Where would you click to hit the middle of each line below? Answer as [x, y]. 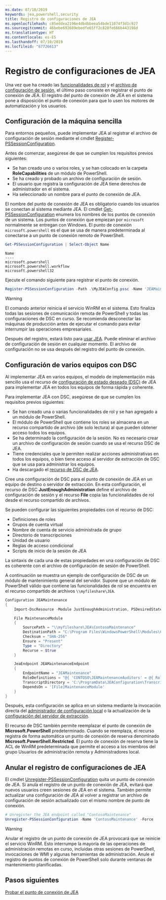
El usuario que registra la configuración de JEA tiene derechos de [79, 184]
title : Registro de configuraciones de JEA [51, 19]
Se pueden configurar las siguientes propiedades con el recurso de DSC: [80, 510]
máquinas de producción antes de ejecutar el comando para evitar [73, 324]
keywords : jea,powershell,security [42, 14]
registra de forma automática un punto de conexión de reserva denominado [82, 736]
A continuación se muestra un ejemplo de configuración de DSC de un [77, 575]
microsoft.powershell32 [30, 271]
